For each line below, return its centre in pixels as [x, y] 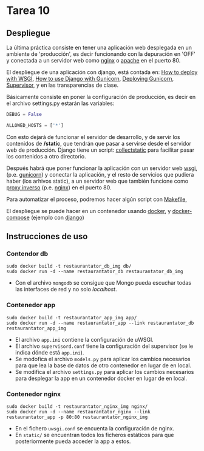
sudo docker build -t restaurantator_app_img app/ [72, 317]
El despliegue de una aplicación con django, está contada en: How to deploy [102, 72]
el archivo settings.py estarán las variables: [60, 103]
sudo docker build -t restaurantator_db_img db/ [69, 266]
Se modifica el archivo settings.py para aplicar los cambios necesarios [104, 371]
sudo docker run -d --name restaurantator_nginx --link [78, 412]
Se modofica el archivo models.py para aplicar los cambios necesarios [103, 359]
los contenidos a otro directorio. [46, 156]
